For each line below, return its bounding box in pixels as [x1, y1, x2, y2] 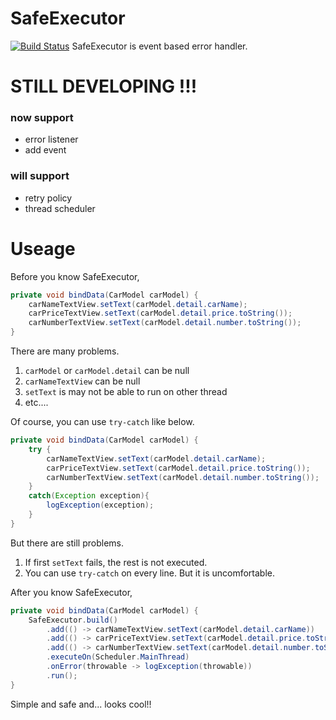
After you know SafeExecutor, [10, 586, 133, 598]
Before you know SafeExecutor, [10, 270, 140, 282]
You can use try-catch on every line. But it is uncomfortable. [24, 567, 276, 579]
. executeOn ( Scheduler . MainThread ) [46, 652, 190, 662]
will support [10, 169, 70, 183]
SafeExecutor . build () [28, 615, 118, 625]
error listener [24, 133, 79, 146]
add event [24, 144, 67, 156]
